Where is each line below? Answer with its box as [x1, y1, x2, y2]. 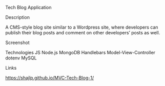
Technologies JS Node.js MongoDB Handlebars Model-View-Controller [5, 50, 155, 55]
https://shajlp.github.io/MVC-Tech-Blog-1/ [5, 75, 94, 81]
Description [5, 14, 30, 20]
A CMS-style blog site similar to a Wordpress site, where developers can [5, 24, 158, 30]
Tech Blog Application [5, 5, 52, 10]
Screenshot [5, 39, 30, 46]
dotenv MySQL [5, 55, 37, 61]
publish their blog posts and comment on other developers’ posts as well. [5, 30, 160, 35]
